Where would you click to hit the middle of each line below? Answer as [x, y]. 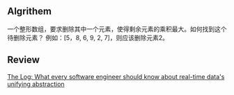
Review [24, 60]
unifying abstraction [36, 84]
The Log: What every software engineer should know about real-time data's [116, 76]
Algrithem [30, 11]
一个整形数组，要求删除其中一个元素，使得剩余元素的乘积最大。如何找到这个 [117, 29]
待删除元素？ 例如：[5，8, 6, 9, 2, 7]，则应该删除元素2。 [88, 37]
